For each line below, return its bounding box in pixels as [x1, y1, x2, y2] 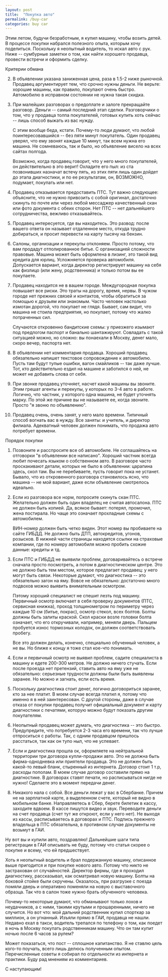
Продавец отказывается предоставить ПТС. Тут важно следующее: [12, 189, 159, 196]
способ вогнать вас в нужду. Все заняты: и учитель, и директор [12, 417, 150, 423]
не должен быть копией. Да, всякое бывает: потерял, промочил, [12, 505, 151, 511]
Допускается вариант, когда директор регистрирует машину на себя [12, 262, 161, 268]
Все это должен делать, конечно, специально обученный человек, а [12, 640, 160, 646]
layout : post [5, 7, 33, 13]
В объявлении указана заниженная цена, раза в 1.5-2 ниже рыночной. [12, 76, 163, 82]
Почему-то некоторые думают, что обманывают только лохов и [5, 899, 142, 905]
